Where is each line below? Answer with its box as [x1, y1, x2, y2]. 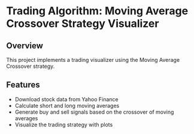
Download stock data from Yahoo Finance [14, 95, 119, 102]
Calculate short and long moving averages [14, 102, 120, 109]
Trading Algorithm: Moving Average [6, 4, 189, 18]
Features [6, 80, 40, 90]
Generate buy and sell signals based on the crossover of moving [14, 108, 174, 116]
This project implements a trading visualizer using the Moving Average [6, 57, 180, 63]
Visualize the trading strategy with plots [14, 121, 113, 128]
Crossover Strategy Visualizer [6, 17, 159, 30]
